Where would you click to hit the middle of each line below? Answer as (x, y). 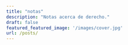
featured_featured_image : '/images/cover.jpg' (65, 28)
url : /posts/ (22, 33)
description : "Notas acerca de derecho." (58, 17)
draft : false (22, 22)
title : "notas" (25, 11)
